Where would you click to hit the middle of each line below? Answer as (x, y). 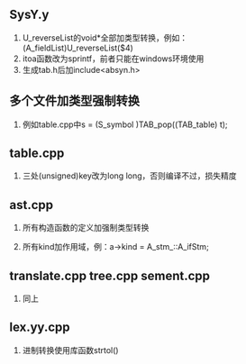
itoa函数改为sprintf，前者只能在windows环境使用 (113, 59)
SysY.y (29, 15)
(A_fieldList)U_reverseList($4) (77, 48)
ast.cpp (32, 205)
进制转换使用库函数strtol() (70, 350)
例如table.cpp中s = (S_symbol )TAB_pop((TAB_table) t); (125, 124)
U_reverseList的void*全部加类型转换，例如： (105, 37)
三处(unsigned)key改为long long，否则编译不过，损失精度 (129, 176)
